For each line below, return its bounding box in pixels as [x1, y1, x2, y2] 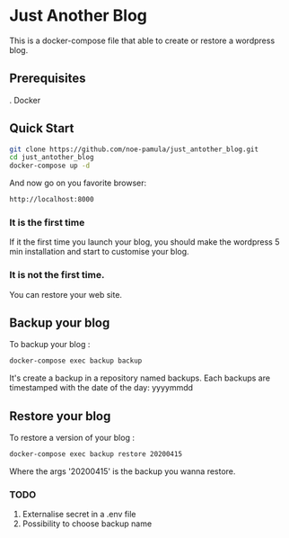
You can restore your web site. [9, 289, 123, 300]
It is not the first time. [9, 269, 105, 282]
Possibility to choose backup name [22, 518, 153, 529]
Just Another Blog [9, 5, 148, 26]
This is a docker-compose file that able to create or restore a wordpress [9, 35, 276, 46]
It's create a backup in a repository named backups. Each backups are [9, 372, 271, 383]
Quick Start [9, 121, 74, 136]
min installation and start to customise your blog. [9, 247, 190, 257]
